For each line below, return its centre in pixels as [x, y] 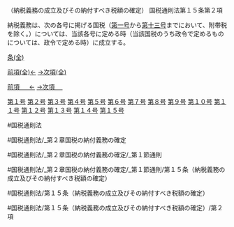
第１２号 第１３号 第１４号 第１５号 [72, 110]
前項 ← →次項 [31, 87]
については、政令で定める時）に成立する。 [68, 42]
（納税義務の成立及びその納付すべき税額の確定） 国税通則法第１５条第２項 [115, 10]
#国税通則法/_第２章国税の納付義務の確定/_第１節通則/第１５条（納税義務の [116, 170]
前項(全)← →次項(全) [37, 72]
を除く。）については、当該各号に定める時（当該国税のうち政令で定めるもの [116, 34]
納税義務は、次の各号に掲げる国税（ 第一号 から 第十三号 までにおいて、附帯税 [117, 25]
